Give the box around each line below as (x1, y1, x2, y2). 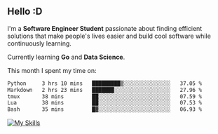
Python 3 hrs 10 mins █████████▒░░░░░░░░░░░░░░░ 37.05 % (7, 80, 202, 87)
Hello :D (7, 6, 43, 18)
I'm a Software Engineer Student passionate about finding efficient (7, 24, 203, 32)
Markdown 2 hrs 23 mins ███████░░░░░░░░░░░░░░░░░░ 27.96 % (7, 86, 202, 93)
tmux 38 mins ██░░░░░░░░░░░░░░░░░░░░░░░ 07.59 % (7, 93, 202, 100)
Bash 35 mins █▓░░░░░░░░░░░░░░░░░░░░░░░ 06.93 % (7, 106, 202, 113)
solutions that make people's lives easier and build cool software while (7, 32, 212, 40)
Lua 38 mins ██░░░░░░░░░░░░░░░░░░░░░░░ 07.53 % (7, 100, 202, 107)
